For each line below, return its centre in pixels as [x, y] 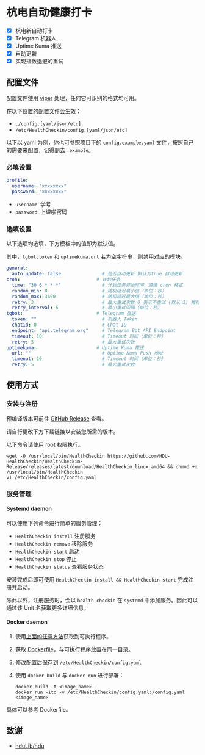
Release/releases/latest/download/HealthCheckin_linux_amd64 [86, 467]
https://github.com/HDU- [139, 456]
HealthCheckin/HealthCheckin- [45, 461]
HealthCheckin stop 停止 [46, 558]
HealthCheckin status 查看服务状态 [59, 566]
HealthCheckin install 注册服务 [56, 536]
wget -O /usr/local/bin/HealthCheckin [56, 456]
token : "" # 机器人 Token [75, 319]
